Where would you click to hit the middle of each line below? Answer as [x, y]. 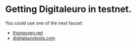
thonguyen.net [28, 32]
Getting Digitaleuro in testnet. [69, 9]
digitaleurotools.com [34, 38]
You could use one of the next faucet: [44, 23]
